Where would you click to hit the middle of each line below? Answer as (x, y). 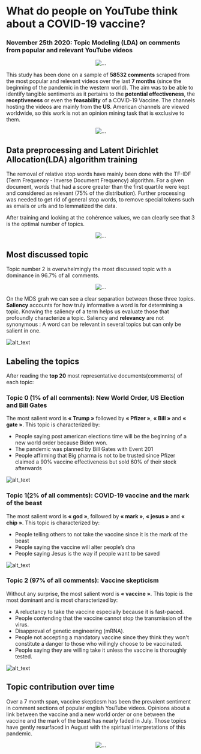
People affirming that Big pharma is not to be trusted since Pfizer (95, 456)
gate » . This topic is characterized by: (53, 425)
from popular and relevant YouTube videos (70, 51)
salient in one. (23, 331)
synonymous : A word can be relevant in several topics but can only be (94, 324)
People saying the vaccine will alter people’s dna (75, 547)
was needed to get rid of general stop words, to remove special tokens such (100, 200)
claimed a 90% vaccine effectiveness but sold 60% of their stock (96, 462)
